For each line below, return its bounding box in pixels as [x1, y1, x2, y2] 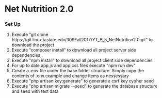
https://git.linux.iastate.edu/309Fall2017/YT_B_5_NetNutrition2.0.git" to [11, 37, 153, 43]
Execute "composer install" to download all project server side [11, 47, 136, 53]
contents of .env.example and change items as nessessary [11, 73, 129, 79]
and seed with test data [11, 88, 59, 94]
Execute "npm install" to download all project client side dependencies [11, 57, 153, 64]
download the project [11, 42, 54, 48]
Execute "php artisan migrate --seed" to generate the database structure [11, 83, 158, 89]
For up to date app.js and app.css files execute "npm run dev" [11, 63, 136, 68]
